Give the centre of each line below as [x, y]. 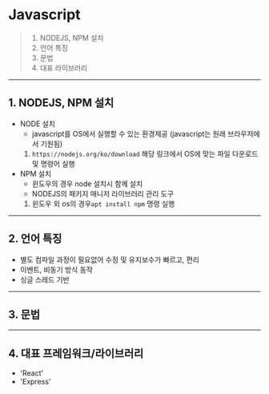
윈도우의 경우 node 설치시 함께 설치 [87, 183]
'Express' [35, 382]
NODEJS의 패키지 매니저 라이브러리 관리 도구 [103, 193]
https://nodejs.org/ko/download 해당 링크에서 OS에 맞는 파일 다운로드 [145, 153]
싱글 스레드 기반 [44, 279]
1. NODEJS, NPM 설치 [61, 103]
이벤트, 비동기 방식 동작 [56, 269]
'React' [32, 373]
